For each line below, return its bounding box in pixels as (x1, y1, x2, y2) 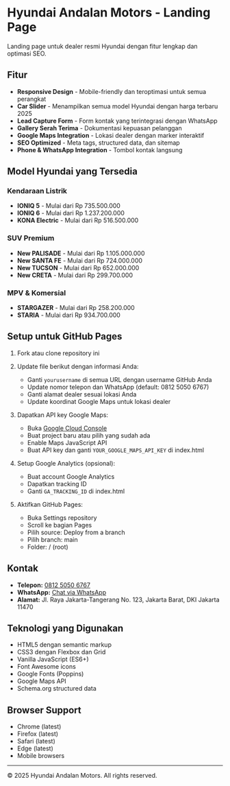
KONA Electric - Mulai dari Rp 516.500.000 (16, 216, 139, 224)
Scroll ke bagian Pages (27, 521, 92, 529)
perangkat (16, 95, 47, 103)
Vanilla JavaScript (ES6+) (16, 655, 89, 663)
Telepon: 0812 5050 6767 (16, 581, 91, 589)
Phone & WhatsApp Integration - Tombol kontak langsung (16, 145, 183, 154)
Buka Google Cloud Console (27, 424, 107, 432)
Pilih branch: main (27, 535, 78, 543)
